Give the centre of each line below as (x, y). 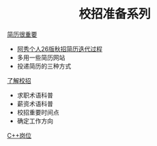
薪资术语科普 (35, 104)
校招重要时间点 (38, 112)
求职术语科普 (35, 95)
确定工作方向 (35, 121)
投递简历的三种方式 (44, 66)
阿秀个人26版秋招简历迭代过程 (60, 49)
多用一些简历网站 (41, 57)
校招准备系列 (114, 14)
